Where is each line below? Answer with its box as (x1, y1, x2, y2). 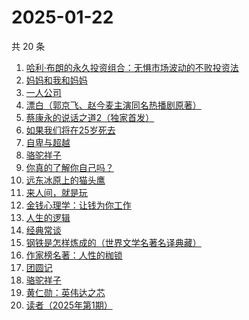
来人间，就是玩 (25, 186, 88, 198)
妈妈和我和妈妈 (25, 74, 88, 86)
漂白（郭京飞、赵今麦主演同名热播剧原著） (25, 99, 202, 111)
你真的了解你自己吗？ (25, 161, 114, 173)
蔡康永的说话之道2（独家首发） (25, 111, 155, 123)
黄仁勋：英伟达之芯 (25, 286, 106, 298)
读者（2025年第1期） (25, 299, 113, 311)
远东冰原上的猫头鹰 (25, 174, 106, 186)
